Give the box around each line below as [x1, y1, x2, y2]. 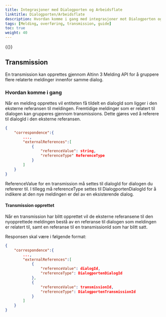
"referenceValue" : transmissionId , [40, 284, 114, 290]
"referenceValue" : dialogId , [40, 266, 100, 271]
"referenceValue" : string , [40, 149, 96, 154]
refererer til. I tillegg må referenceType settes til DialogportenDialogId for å [5, 186, 157, 192]
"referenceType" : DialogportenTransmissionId [40, 289, 136, 294]
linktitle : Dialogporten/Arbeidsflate [5, 12, 85, 17]
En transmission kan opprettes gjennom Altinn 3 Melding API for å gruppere [5, 71, 159, 77]
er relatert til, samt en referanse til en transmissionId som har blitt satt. [5, 224, 148, 230]
